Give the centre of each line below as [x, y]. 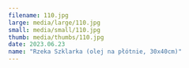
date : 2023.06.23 [37, 45]
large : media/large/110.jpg [55, 23]
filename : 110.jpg [38, 15]
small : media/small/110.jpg [55, 30]
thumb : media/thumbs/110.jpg [56, 37]
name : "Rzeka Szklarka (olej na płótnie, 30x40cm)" [95, 52]
